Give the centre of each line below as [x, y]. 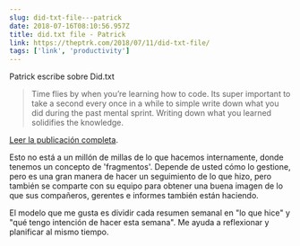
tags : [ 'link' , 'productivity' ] [69, 51]
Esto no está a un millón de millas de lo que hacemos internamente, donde [146, 157]
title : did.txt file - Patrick [68, 34]
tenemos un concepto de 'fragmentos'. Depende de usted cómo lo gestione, [150, 167]
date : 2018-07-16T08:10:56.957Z [69, 26]
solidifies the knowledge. [77, 123]
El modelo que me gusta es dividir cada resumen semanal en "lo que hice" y [150, 213]
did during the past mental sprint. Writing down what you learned [151, 113]
